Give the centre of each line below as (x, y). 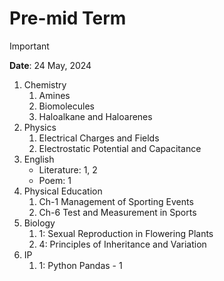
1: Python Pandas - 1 (80, 265)
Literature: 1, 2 (68, 169)
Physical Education (63, 191)
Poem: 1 (55, 180)
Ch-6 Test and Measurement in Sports (117, 212)
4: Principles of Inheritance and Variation (122, 244)
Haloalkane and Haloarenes (95, 116)
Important (29, 46)
